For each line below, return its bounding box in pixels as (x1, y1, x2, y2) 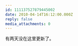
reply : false (5, 16, 33, 21)
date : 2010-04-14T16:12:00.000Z (5, 12, 73, 17)
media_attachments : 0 (5, 21, 51, 26)
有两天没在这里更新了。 (5, 35, 54, 41)
